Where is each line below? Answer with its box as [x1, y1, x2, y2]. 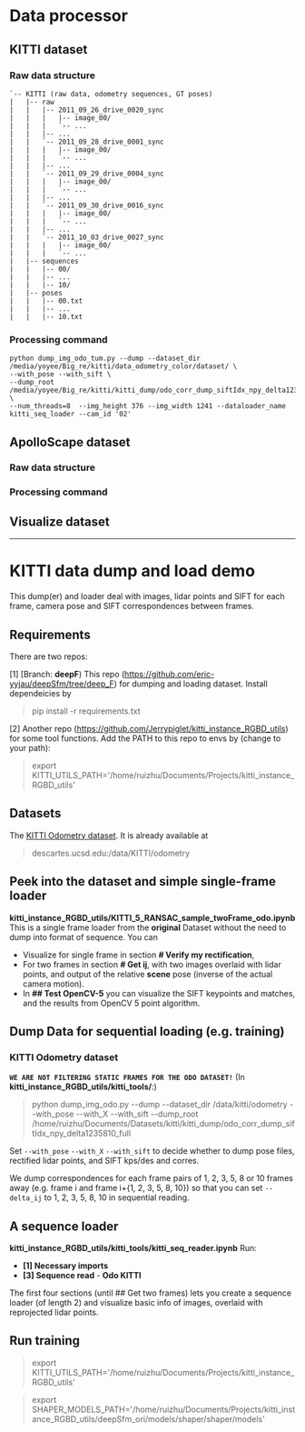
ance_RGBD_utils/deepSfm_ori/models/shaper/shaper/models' [31, 1413, 265, 1424]
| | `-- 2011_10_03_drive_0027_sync [9, 233, 165, 242]
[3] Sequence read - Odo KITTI [22, 1270, 142, 1281]
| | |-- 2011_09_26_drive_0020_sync [9, 105, 165, 115]
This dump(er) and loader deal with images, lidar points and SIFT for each [9, 591, 286, 602]
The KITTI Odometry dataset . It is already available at [9, 829, 209, 841]
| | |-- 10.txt [9, 312, 84, 321]
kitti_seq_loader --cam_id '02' [9, 410, 132, 419]
